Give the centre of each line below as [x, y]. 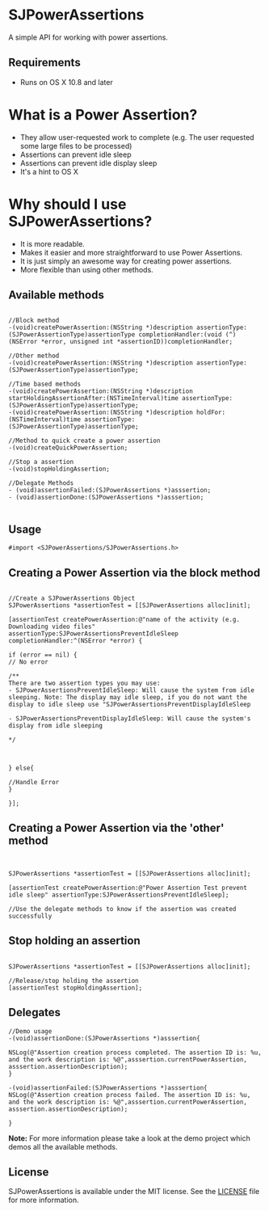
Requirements [44, 63]
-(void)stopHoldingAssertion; [59, 469]
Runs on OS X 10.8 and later [66, 82]
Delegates [35, 1013]
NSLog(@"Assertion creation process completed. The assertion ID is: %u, [135, 1053]
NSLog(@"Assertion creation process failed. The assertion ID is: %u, [130, 1095]
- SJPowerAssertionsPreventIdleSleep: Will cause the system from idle [131, 690]
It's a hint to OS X [49, 171]
